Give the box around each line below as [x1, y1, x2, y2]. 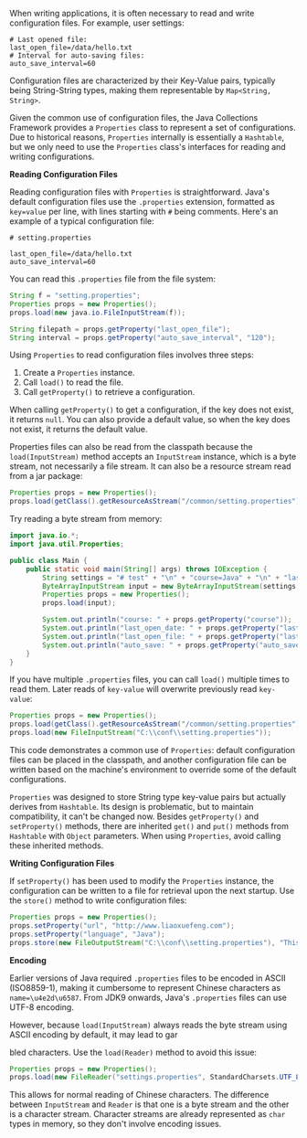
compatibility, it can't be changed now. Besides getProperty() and [9, 811, 259, 822]
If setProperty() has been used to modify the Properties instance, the [9, 876, 274, 886]
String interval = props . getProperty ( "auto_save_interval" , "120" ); [9, 333, 276, 342]
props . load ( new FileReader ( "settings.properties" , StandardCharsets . [9, 1073, 281, 1082]
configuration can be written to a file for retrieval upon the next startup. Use [9, 886, 295, 896]
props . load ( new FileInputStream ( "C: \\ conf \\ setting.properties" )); [9, 729, 272, 738]
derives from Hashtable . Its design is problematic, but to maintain [9, 802, 254, 812]
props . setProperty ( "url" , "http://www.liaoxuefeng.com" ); [9, 920, 235, 931]
